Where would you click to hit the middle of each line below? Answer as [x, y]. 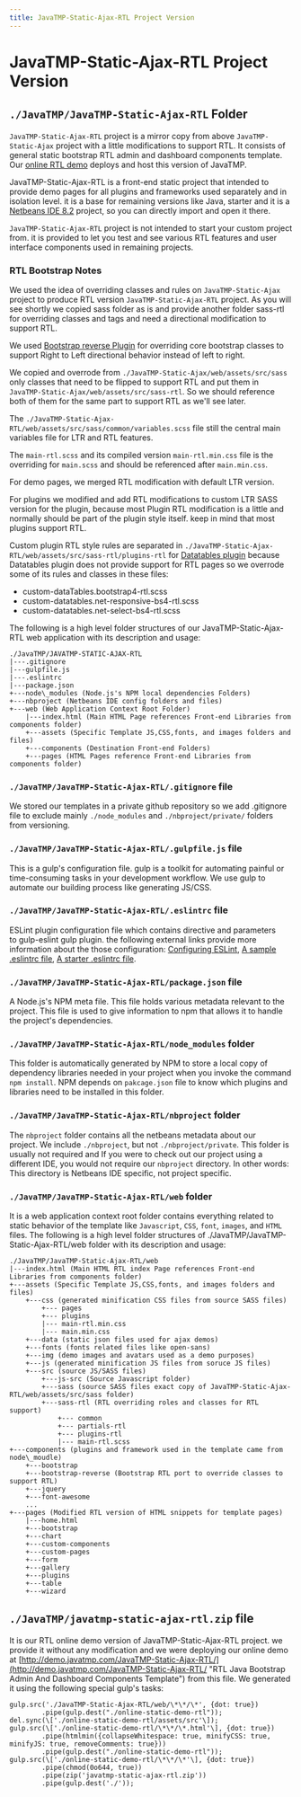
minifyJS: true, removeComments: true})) [88, 1744]
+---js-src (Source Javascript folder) [116, 1379]
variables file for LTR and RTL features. [81, 438]
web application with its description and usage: [113, 637]
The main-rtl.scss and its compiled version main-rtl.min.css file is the [142, 455]
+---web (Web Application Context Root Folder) [100, 709]
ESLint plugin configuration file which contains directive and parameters [143, 930]
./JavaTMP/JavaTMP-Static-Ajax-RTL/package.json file [126, 982]
